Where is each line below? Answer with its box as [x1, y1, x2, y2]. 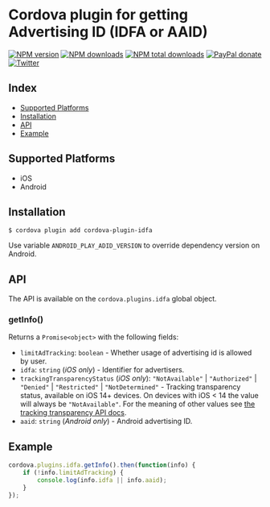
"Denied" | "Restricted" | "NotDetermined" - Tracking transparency [19, 382, 241, 392]
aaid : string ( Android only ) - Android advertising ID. [19, 417, 193, 426]
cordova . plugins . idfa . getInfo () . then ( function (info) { [8, 461, 196, 469]
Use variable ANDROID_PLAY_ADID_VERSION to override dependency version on [8, 240, 260, 251]
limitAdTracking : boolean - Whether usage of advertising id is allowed [19, 348, 252, 358]
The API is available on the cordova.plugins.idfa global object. [8, 294, 217, 304]
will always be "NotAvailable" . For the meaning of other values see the [19, 399, 256, 409]
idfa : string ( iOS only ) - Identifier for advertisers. [19, 365, 185, 375]
